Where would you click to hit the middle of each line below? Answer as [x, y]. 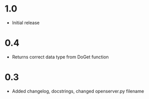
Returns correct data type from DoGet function [60, 57]
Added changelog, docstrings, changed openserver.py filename [78, 91]
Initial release [26, 23]
